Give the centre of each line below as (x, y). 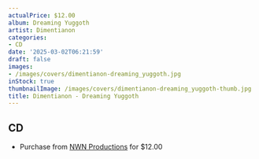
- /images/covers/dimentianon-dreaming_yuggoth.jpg (94, 74)
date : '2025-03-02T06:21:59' (56, 52)
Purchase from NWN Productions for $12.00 (91, 147)
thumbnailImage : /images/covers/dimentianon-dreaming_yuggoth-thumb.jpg (130, 89)
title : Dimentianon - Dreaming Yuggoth (74, 96)
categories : (28, 37)
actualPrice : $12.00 (42, 15)
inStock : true (31, 81)
